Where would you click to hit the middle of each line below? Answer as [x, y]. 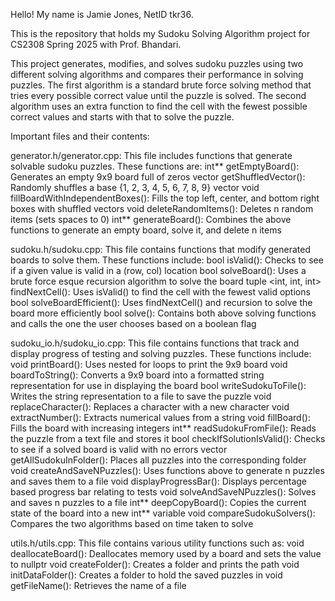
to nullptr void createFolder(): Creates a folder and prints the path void [155, 564]
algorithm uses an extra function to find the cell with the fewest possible [159, 106]
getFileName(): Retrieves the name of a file [98, 585]
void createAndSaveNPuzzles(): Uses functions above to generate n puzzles [167, 470]
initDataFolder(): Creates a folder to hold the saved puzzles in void [146, 575]
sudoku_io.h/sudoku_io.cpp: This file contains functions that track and [155, 343]
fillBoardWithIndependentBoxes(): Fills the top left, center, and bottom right [165, 198]
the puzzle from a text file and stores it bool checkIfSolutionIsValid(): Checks [168, 438]
